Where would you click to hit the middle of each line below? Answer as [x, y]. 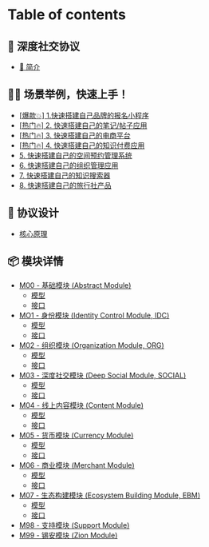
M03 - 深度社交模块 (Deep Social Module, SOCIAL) [103, 375]
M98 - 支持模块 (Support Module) [74, 525]
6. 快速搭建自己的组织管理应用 [69, 165]
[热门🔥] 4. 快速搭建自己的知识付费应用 [82, 145]
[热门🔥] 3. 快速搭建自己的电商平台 [75, 135]
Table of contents [67, 15]
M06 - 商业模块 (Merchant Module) [77, 465]
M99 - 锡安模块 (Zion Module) [68, 535]
